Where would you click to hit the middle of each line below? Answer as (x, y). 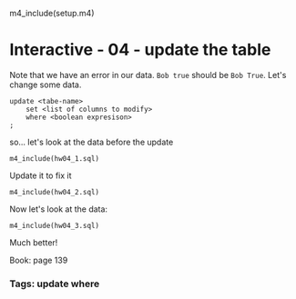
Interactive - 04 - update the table (140, 50)
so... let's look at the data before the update (92, 142)
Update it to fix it (41, 175)
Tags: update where (55, 284)
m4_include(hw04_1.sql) (55, 158)
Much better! (34, 242)
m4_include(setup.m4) (52, 13)
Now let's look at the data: (58, 209)
